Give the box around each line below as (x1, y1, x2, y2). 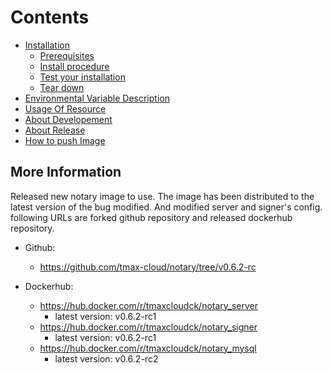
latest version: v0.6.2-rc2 (54, 352, 159, 365)
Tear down (39, 81, 85, 93)
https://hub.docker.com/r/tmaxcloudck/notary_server (39, 299, 259, 311)
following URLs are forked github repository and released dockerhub (10, 211, 293, 223)
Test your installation (39, 71, 126, 83)
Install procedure (39, 60, 110, 72)
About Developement (24, 113, 113, 125)
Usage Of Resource (24, 102, 107, 115)
